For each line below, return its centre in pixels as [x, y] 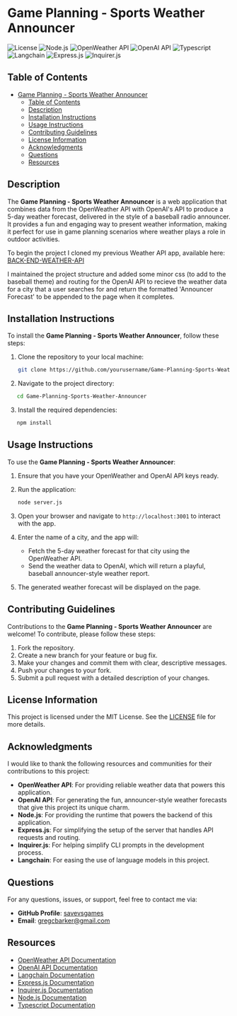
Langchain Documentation [56, 975]
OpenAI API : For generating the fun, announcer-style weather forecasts [122, 800]
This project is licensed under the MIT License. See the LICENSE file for [112, 717]
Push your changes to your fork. [64, 670]
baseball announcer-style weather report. [89, 573]
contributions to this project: [48, 771]
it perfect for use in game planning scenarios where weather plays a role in [116, 231]
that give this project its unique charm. [74, 807]
